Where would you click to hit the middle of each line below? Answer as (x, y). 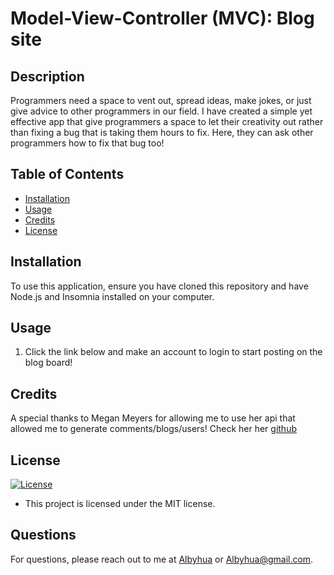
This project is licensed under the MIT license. (120, 504)
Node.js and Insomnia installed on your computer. (112, 296)
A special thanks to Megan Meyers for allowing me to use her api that (153, 418)
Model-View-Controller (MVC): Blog (162, 18)
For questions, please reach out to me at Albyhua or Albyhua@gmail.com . (162, 559)
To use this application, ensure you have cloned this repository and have (159, 286)
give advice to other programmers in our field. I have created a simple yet (161, 111)
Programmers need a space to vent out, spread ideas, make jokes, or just (161, 100)
